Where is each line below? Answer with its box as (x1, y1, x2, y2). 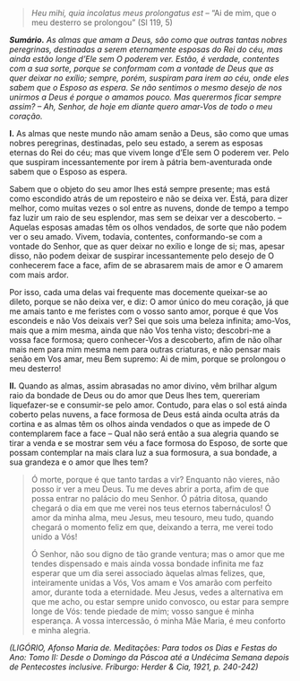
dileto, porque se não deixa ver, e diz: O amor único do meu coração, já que (9, 296, 289, 307)
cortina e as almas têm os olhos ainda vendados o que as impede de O (9, 419, 270, 429)
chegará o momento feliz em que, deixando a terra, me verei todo (30, 522, 274, 532)
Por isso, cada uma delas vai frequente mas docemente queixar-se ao (9, 287, 268, 297)
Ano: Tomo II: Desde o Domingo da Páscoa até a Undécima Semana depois (9, 652, 289, 662)
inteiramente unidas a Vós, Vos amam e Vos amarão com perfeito (30, 578, 273, 588)
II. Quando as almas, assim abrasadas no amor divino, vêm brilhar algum (9, 380, 278, 391)
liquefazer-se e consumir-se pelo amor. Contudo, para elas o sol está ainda (9, 399, 287, 410)
